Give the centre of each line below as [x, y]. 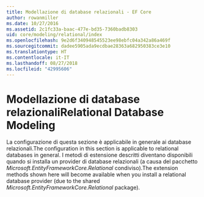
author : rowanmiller [33, 18]
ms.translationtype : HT [37, 52]
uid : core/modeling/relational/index [54, 35]
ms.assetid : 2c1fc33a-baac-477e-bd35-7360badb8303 [72, 29]
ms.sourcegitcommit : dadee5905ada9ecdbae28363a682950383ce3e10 [89, 46]
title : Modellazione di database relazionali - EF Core [79, 12]
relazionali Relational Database [85, 112]
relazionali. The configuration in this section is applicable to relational [93, 149]
